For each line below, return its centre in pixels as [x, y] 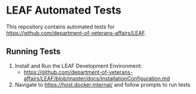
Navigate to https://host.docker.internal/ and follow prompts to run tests [102, 85]
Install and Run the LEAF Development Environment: [78, 66]
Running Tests [33, 52]
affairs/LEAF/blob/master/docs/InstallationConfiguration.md [97, 78]
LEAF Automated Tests [64, 10]
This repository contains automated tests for [60, 27]
